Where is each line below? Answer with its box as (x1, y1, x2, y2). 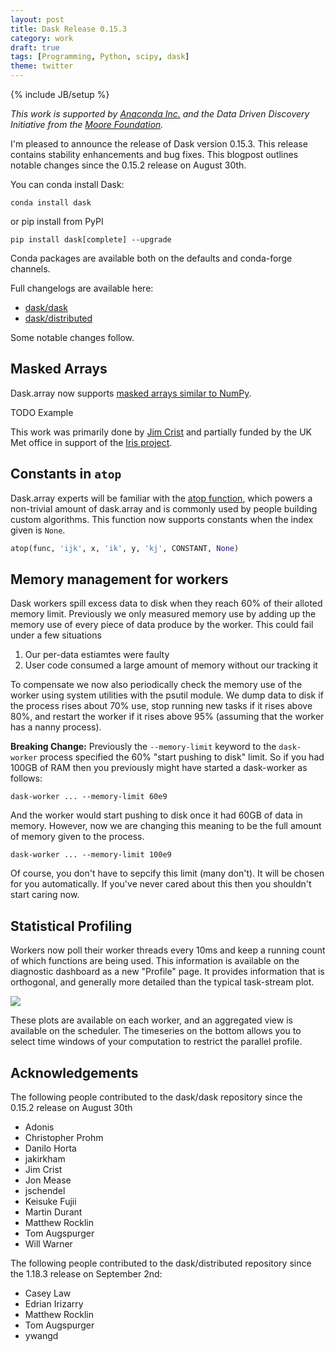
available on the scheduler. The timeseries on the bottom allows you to (10, 1025, 302, 1037)
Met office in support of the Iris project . (10, 436, 173, 448)
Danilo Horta (24, 1142, 77, 1154)
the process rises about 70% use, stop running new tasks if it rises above (10, 700, 313, 712)
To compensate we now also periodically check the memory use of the (10, 679, 303, 691)
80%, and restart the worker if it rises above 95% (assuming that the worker (10, 711, 325, 723)
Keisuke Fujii (24, 1195, 77, 1207)
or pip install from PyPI (10, 216, 104, 227)
